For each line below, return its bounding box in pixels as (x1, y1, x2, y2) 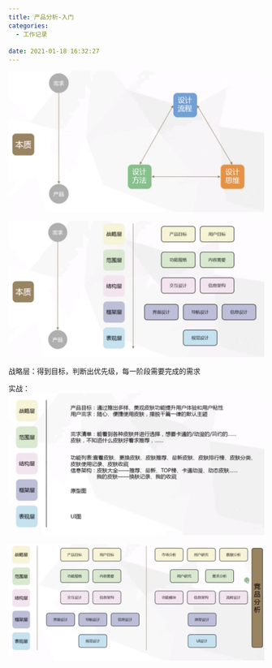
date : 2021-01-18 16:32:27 (8, 47, 100, 56)
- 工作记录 (15, 30, 48, 38)
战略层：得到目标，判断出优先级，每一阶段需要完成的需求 (8, 366, 201, 377)
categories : (8, 21, 49, 30)
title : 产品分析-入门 (8, 13, 75, 21)
